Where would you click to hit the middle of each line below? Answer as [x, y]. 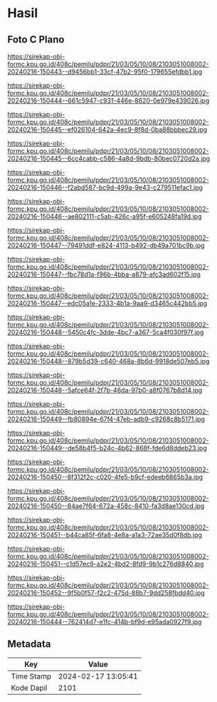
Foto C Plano [36, 40]
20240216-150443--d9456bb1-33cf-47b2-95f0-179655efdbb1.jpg [105, 72]
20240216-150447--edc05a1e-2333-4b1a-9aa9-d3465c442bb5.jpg [107, 303]
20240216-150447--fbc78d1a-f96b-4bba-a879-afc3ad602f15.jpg [104, 274]
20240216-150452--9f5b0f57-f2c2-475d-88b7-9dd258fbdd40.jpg [106, 593]
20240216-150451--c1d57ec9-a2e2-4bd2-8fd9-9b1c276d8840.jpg [106, 564]
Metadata [29, 644]
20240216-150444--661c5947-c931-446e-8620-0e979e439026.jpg [108, 100]
